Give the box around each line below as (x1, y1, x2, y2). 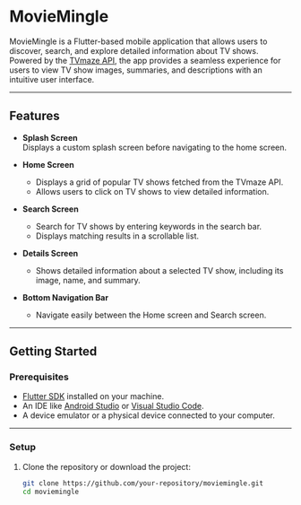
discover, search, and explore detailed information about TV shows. (9, 45, 259, 56)
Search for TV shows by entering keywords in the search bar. (35, 221, 262, 231)
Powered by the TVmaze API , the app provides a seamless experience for (9, 55, 281, 65)
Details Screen (21, 248, 79, 258)
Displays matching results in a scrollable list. (35, 231, 200, 241)
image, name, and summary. (35, 274, 141, 285)
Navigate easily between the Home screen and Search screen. (35, 309, 267, 320)
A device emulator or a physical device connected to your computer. (21, 410, 276, 421)
